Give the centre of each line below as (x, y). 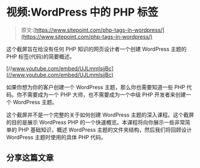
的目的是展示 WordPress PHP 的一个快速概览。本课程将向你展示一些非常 (96, 122)
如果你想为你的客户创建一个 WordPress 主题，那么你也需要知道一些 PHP (96, 87)
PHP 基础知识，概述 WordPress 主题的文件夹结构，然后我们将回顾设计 (105, 130)
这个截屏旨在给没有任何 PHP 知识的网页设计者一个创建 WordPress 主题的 (97, 49)
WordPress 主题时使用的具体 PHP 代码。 (56, 137)
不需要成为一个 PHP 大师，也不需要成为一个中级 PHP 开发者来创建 (104, 94)
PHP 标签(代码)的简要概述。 (41, 56)
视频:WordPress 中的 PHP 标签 (82, 12)
